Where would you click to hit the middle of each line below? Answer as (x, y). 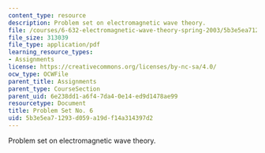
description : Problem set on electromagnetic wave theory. (107, 23)
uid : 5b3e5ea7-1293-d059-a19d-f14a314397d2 (81, 118)
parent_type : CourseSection (54, 89)
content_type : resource (47, 15)
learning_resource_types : (50, 52)
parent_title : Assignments (52, 81)
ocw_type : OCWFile (38, 74)
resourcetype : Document (47, 103)
